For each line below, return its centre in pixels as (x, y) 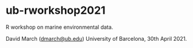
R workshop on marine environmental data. (59, 27)
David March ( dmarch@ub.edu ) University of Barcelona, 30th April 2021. (96, 38)
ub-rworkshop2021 (56, 10)
